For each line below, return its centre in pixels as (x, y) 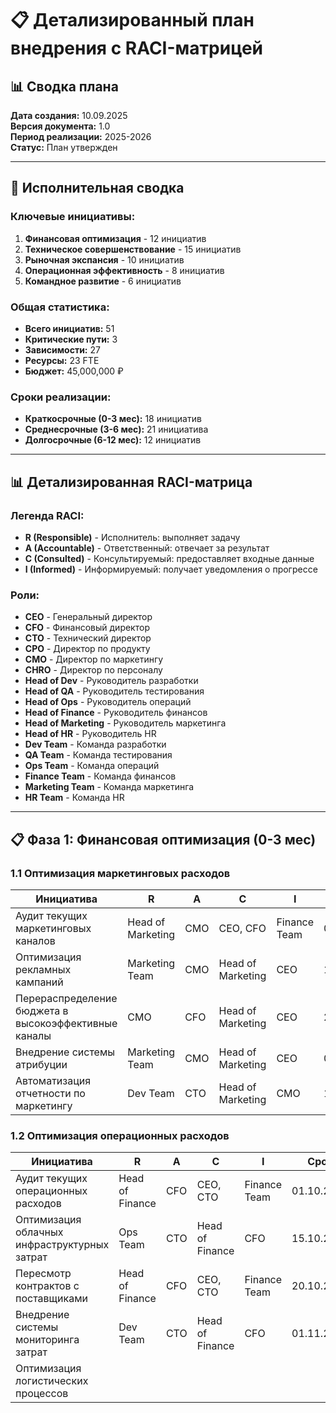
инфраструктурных (62, 1245)
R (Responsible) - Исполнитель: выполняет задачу (132, 537)
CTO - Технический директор (88, 638)
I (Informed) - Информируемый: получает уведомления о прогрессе (171, 569)
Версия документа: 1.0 (60, 126)
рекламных (43, 969)
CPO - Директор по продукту (87, 649)
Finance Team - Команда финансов (100, 776)
